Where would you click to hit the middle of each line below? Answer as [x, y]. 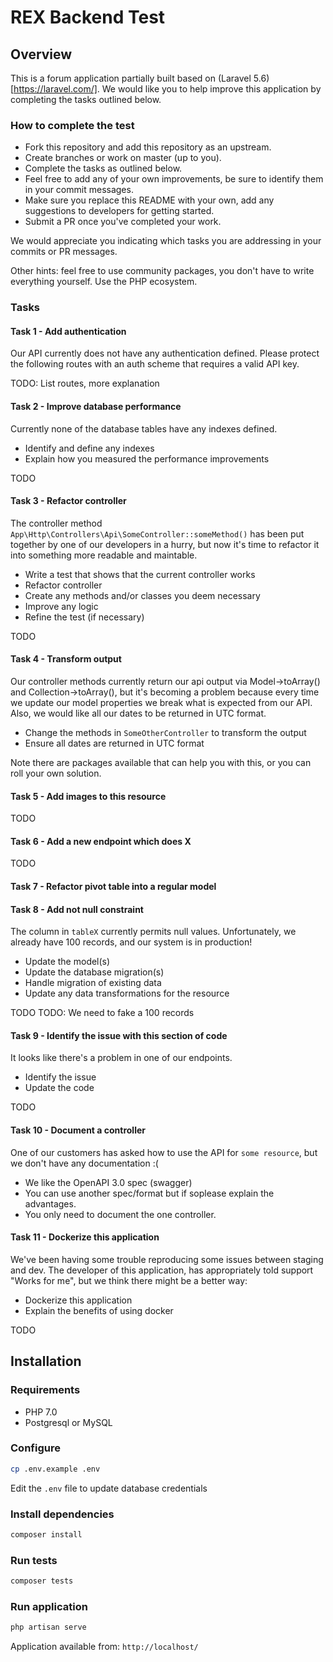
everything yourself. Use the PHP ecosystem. [104, 282]
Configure [35, 1448]
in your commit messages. [79, 190]
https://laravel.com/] [55, 89]
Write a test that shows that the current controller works [140, 574]
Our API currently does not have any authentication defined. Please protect [165, 353]
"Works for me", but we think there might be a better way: [129, 1280]
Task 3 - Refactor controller [68, 501]
